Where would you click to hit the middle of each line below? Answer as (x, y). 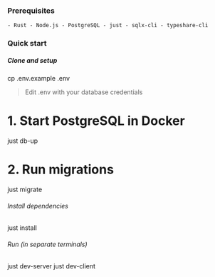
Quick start (27, 44)
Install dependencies (38, 206)
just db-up (23, 141)
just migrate (25, 190)
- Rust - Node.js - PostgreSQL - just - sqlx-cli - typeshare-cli (108, 26)
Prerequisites (31, 11)
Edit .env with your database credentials (84, 92)
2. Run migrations (61, 170)
